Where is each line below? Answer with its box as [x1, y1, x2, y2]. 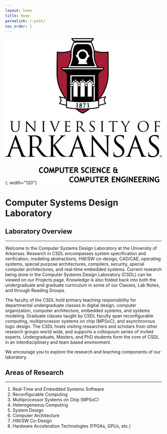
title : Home [5, 13, 30, 18]
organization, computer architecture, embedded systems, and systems [5, 307, 150, 313]
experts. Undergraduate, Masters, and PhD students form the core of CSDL [5, 334, 160, 340]
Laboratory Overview [5, 227, 73, 236]
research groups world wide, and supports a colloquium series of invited [5, 328, 154, 335]
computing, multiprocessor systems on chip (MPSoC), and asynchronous [5, 318, 156, 324]
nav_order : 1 [5, 24, 32, 29]
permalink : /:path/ [5, 18, 46, 23]
